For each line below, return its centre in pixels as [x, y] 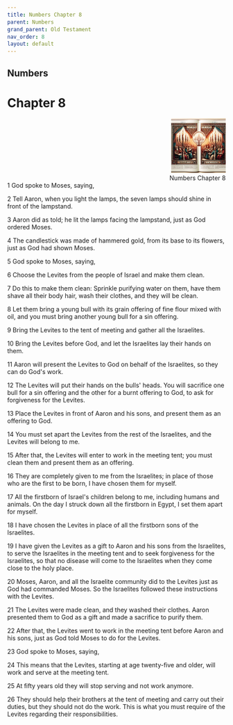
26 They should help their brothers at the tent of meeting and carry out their [115, 699]
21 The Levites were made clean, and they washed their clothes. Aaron [108, 610]
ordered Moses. [30, 227]
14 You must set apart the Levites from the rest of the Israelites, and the [109, 434]
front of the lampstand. [40, 206]
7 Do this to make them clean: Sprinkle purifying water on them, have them [114, 288]
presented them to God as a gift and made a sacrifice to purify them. [105, 617]
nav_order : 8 [26, 37]
